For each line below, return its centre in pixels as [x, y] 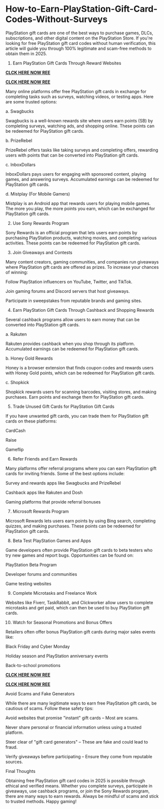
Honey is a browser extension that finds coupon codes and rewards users [80, 367]
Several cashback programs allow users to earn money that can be [73, 319]
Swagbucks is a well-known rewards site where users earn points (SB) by [79, 121]
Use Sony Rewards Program [41, 223]
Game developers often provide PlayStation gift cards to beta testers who [79, 550]
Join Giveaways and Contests [42, 252]
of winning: [17, 272]
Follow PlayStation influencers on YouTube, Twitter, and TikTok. [69, 282]
